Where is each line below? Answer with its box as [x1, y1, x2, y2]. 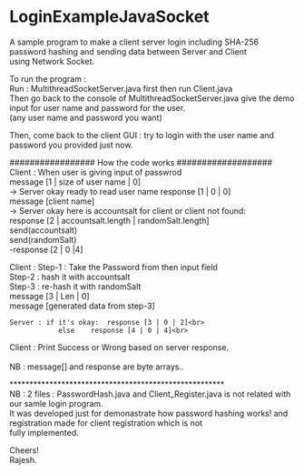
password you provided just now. [9, 139, 133, 150]
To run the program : [9, 73, 86, 84]
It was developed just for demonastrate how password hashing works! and [9, 408, 289, 419]
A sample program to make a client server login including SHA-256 [9, 36, 260, 47]
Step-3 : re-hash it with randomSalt [9, 280, 142, 292]
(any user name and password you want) [9, 112, 162, 123]
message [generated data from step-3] [9, 300, 156, 311]
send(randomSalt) [9, 234, 77, 245]
